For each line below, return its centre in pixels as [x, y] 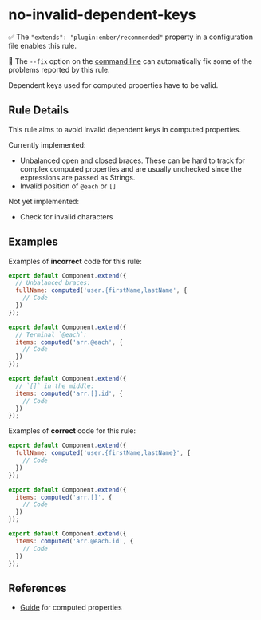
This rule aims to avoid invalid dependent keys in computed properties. [125, 129]
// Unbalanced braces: [53, 283]
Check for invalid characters [66, 216]
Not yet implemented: [44, 201]
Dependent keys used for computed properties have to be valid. [113, 85]
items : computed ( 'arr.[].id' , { [69, 393]
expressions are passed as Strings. [77, 177]
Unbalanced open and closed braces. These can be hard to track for [132, 160]
